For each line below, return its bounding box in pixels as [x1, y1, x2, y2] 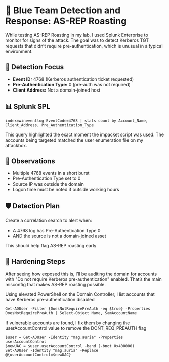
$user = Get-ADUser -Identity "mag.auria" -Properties [5, 335, 123, 340]
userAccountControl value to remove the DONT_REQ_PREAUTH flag [5, 325, 147, 331]
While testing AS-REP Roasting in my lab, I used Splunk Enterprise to [5, 32, 148, 38]
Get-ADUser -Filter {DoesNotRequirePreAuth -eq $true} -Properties [5, 306, 151, 311]
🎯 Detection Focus [5, 63, 64, 71]
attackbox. [5, 142, 27, 148]
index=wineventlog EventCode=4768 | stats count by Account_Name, [5, 118, 148, 123]
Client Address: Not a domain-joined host [12, 87, 101, 93]
